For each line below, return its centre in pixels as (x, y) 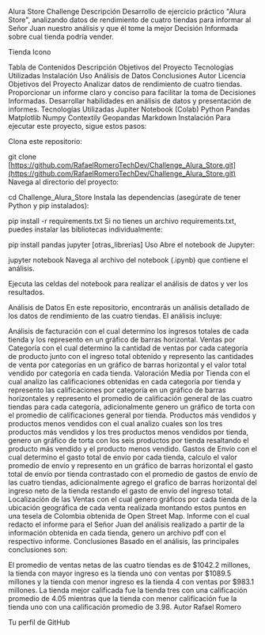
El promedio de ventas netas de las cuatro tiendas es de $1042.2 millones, (129, 565)
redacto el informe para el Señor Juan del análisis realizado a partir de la (127, 524)
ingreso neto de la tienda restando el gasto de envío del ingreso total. (121, 491)
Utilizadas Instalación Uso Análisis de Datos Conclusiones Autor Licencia (127, 76)
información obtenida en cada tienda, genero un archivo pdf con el (117, 533)
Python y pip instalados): (49, 206)
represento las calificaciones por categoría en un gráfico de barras (117, 390)
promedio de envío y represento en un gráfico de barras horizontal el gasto (131, 465)
